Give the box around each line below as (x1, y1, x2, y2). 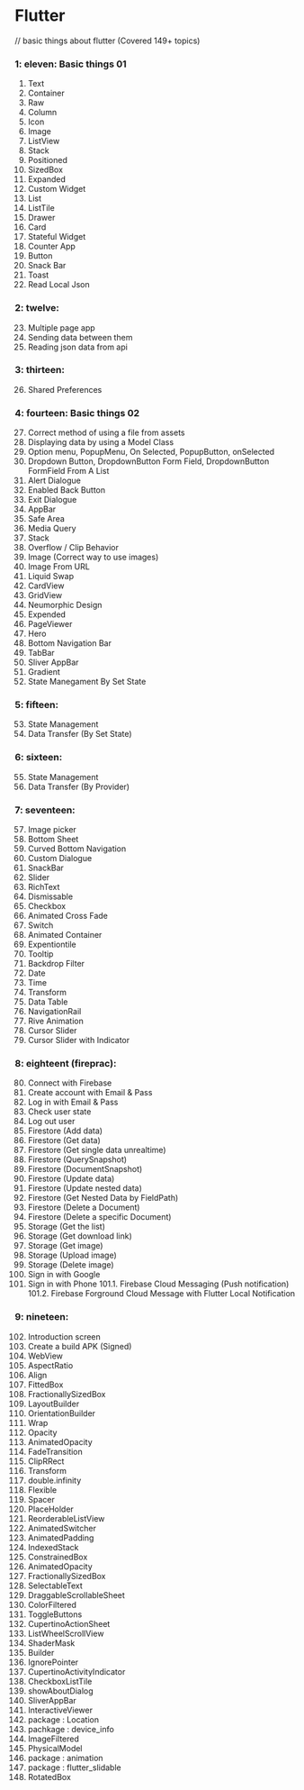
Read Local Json (27, 279, 90, 290)
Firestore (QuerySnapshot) (27, 1154, 128, 1165)
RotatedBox (27, 1771, 71, 1782)
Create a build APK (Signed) (27, 1340, 132, 1351)
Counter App (27, 241, 76, 252)
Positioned (27, 155, 68, 166)
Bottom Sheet (27, 834, 79, 845)
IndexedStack (27, 1541, 79, 1552)
